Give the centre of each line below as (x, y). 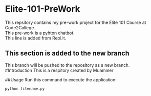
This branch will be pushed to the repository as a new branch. (67, 65)
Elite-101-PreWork (43, 9)
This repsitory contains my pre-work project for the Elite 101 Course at (76, 22)
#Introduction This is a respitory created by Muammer (59, 70)
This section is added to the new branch (67, 53)
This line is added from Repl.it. (36, 38)
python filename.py (25, 89)
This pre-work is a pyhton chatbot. (40, 33)
